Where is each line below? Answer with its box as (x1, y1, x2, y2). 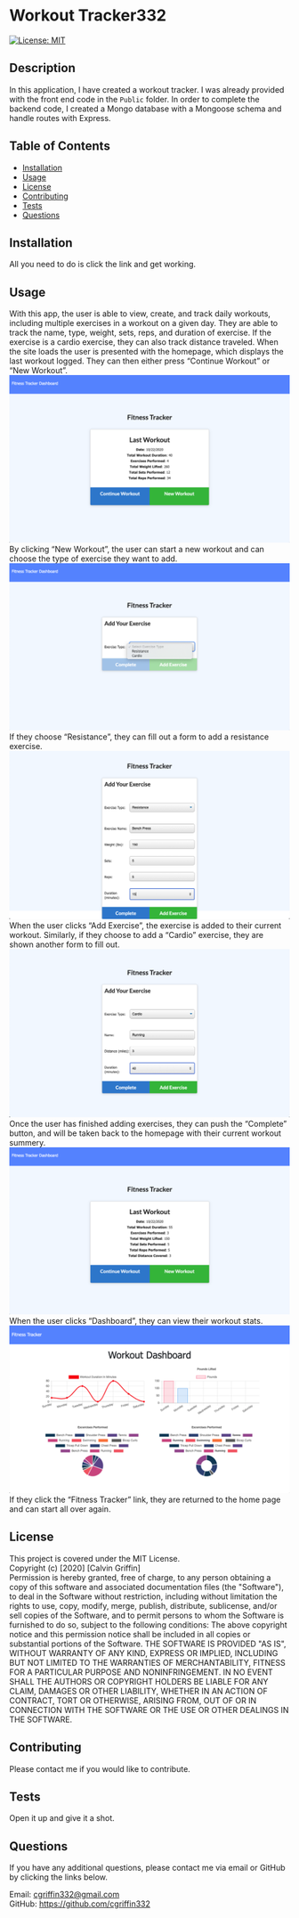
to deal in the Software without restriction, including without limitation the (9, 1591, 278, 1602)
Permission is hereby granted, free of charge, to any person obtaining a (9, 1571, 271, 1582)
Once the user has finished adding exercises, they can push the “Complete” (9, 1118, 287, 1129)
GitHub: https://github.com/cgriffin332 (9, 1898, 151, 1909)
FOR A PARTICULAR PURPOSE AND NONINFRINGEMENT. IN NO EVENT (9, 1667, 273, 1677)
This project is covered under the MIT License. (9, 1553, 181, 1563)
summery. (9, 1137, 46, 1147)
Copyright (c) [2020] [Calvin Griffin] (9, 1563, 141, 1573)
